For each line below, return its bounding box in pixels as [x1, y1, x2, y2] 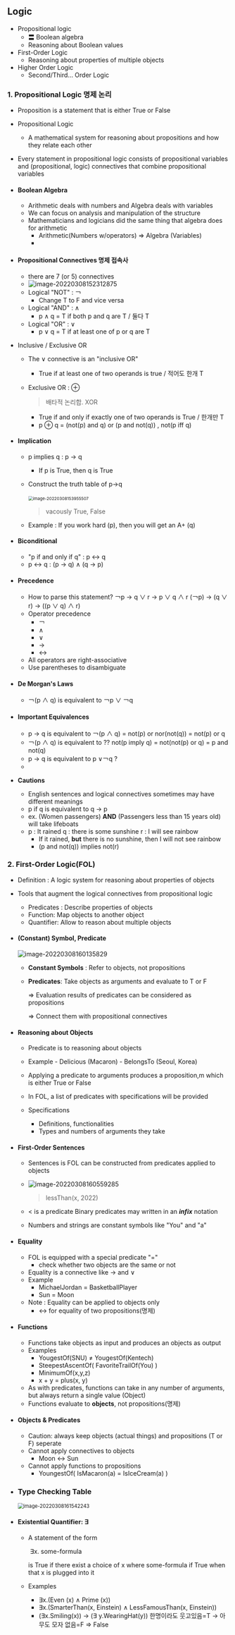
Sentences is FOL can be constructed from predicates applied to [27, 1159, 216, 1167]
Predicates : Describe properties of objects [27, 903, 153, 911]
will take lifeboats [27, 820, 79, 828]
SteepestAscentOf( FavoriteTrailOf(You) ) [38, 1361, 158, 1369]
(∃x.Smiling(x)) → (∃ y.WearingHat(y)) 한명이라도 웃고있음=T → [38, 1611, 218, 1619]
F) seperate [27, 1439, 62, 1448]
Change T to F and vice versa [38, 296, 125, 304]
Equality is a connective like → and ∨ [27, 1268, 135, 1276]
